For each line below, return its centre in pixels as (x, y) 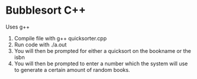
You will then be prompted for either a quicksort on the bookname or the (102, 50)
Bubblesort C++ (46, 10)
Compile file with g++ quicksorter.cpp (61, 38)
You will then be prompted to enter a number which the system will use (101, 64)
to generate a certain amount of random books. (72, 69)
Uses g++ (18, 27)
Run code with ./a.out (40, 45)
